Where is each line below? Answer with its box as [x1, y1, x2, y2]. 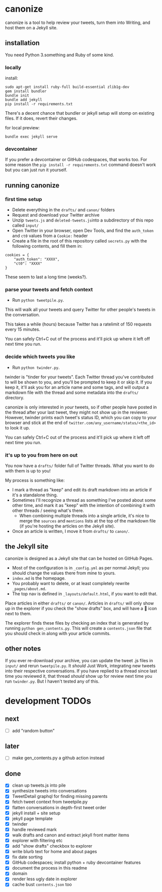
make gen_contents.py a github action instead [12, 755, 105, 761]
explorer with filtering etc [12, 837, 63, 843]
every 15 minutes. [5, 326, 40, 332]
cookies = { [5, 253, 29, 258]
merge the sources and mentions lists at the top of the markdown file [19, 518, 156, 524]
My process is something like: [5, 477, 65, 483]
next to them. [5, 610, 32, 616]
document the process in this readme [12, 865, 88, 871]
